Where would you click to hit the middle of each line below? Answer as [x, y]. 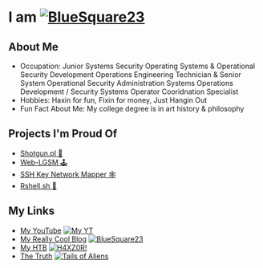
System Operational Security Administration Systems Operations [127, 83]
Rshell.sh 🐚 [38, 185]
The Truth [36, 256]
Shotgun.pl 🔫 [41, 153]
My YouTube [40, 230]
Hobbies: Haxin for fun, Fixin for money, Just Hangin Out [113, 100]
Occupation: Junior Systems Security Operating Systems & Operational [137, 66]
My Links [31, 211]
